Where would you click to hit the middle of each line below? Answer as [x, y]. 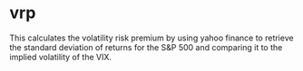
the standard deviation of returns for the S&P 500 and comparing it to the [146, 47]
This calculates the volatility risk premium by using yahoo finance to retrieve [151, 38]
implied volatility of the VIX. [60, 57]
